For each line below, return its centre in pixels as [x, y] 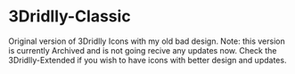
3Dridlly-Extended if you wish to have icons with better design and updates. [147, 60]
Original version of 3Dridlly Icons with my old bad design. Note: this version [147, 41]
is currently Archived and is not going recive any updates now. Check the [143, 50]
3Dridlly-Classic [70, 16]
